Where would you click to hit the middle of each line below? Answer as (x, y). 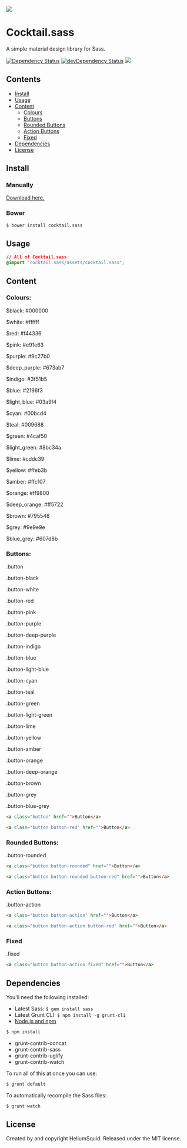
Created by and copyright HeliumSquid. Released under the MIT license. (93, 1139)
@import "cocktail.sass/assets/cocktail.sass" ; (66, 263)
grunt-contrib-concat (40, 1043)
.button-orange (24, 761)
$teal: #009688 (25, 424)
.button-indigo (24, 647)
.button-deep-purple (31, 635)
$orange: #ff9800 (28, 493)
